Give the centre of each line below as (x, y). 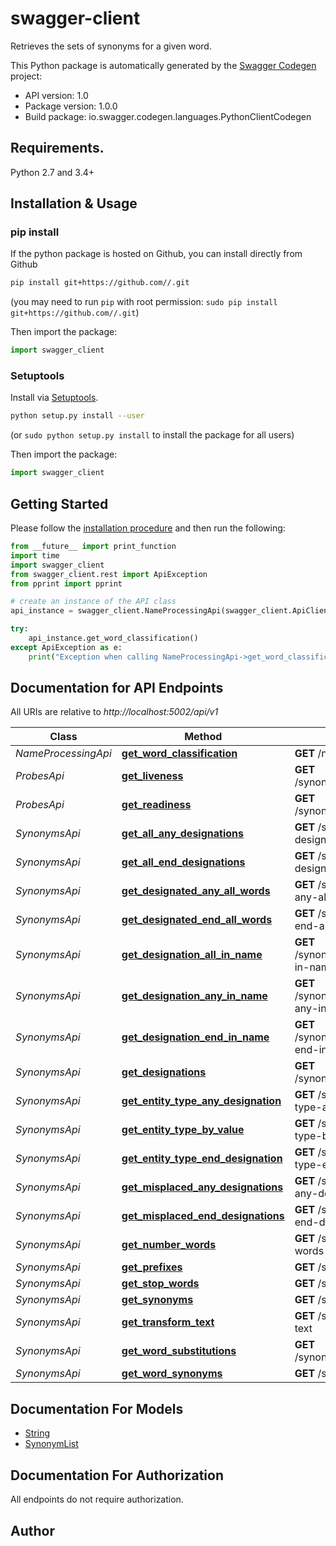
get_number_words (169, 1245)
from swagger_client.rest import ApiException (109, 574)
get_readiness (156, 805)
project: (26, 76)
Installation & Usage (74, 203)
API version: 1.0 (56, 95)
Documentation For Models (97, 1408)
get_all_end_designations (183, 862)
